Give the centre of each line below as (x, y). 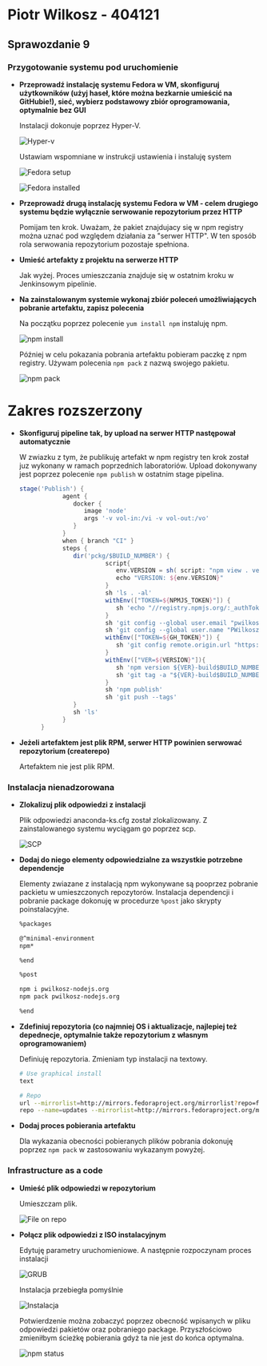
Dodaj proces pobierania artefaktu (77, 1126)
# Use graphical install (60, 1074)
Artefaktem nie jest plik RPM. (67, 766)
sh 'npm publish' (134, 690)
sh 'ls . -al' (129, 593)
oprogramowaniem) (53, 1043)
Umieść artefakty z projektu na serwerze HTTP (99, 260)
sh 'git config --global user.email (166, 623)
